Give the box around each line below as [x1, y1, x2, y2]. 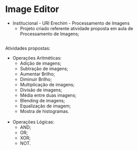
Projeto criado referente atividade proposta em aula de [20, 25, 133, 31]
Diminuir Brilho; [20, 76, 52, 82]
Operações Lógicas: [12, 119, 54, 125]
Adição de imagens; [20, 60, 62, 66]
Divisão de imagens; [20, 87, 62, 93]
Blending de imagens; [20, 98, 65, 104]
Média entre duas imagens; [20, 92, 77, 98]
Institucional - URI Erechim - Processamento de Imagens [12, 20, 130, 26]
